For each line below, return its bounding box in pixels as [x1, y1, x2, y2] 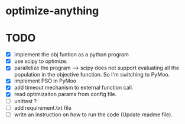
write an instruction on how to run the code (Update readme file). [14, 111, 173, 118]
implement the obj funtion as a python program [14, 51, 129, 58]
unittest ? [14, 97, 37, 104]
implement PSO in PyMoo [14, 77, 77, 84]
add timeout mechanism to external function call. [14, 84, 134, 91]
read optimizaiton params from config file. [14, 91, 117, 98]
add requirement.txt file [14, 104, 72, 111]
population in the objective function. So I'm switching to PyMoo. [14, 71, 170, 78]
